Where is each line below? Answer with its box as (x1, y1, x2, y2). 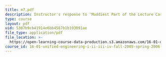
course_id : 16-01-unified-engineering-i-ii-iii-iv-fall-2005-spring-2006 (5, 44, 161, 49)
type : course (5, 16, 32, 21)
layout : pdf (5, 21, 30, 26)
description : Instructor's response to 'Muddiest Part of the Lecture (5, 12, 154, 17)
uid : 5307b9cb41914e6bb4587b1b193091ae (5, 26, 87, 31)
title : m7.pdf (5, 7, 35, 12)
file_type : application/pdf (5, 30, 63, 35)
